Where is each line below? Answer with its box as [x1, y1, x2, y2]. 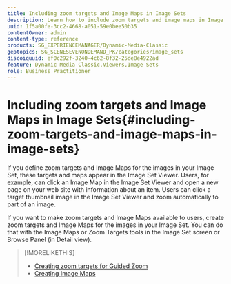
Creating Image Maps [34, 270, 96, 278]
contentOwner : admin [7, 29, 67, 36]
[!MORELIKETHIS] [23, 249, 75, 257]
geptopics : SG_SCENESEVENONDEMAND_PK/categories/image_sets [7, 49, 184, 56]
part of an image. [7, 200, 57, 208]
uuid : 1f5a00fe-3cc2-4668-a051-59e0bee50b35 [7, 23, 137, 30]
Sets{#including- [95, 111, 196, 127]
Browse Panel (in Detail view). [7, 235, 92, 244]
